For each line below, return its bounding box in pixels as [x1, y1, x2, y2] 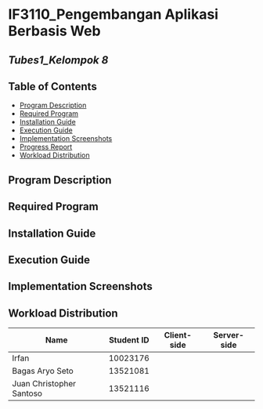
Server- [213, 330, 244, 341]
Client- [164, 330, 192, 341]
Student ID [108, 335, 150, 346]
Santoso [12, 388, 43, 399]
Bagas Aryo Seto [12, 366, 74, 377]
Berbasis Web [8, 22, 101, 40]
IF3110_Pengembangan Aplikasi [8, 5, 219, 24]
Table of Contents [8, 80, 98, 93]
